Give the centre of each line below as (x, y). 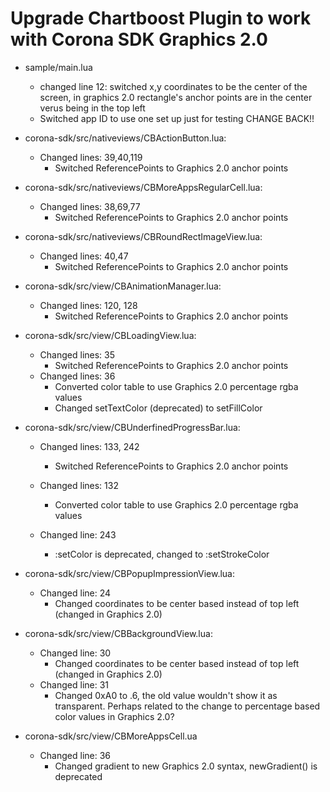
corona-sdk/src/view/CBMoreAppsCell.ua (111, 736)
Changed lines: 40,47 (84, 256)
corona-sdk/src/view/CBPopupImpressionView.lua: (129, 573)
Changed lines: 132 (79, 485)
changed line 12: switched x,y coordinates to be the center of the (173, 86)
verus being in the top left (92, 108)
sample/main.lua (58, 67)
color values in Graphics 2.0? (114, 716)
